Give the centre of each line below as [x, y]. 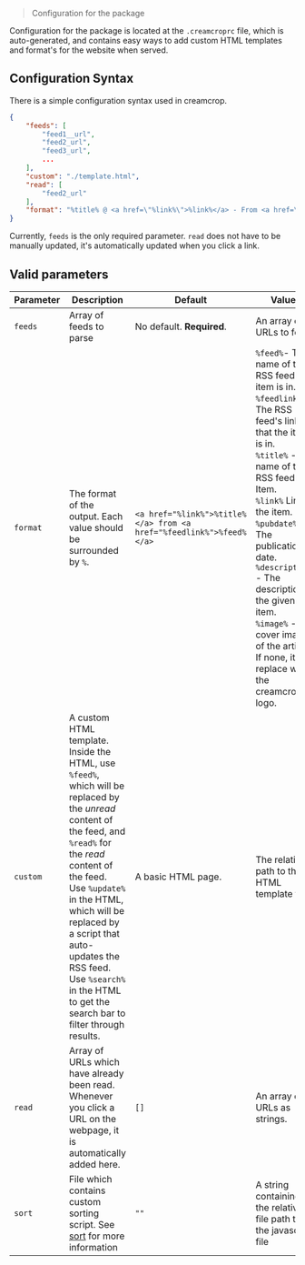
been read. [92, 1084]
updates [86, 956]
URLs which [94, 1062]
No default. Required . [181, 326]
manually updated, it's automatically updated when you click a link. [135, 246]
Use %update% [97, 888]
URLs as [273, 1107]
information [93, 1247]
